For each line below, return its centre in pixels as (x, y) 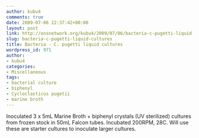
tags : (13, 77)
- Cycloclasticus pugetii (38, 94)
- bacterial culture (32, 83)
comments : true (25, 17)
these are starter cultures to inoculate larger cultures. (71, 129)
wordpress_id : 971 (29, 50)
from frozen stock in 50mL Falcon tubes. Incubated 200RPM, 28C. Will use (97, 122)
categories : (21, 66)
